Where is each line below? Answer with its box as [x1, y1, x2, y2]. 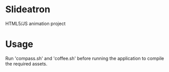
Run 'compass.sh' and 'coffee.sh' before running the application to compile [5, 55, 164, 61]
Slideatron [5, 4, 50, 15]
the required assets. [5, 60, 48, 67]
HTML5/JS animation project [5, 20, 66, 27]
